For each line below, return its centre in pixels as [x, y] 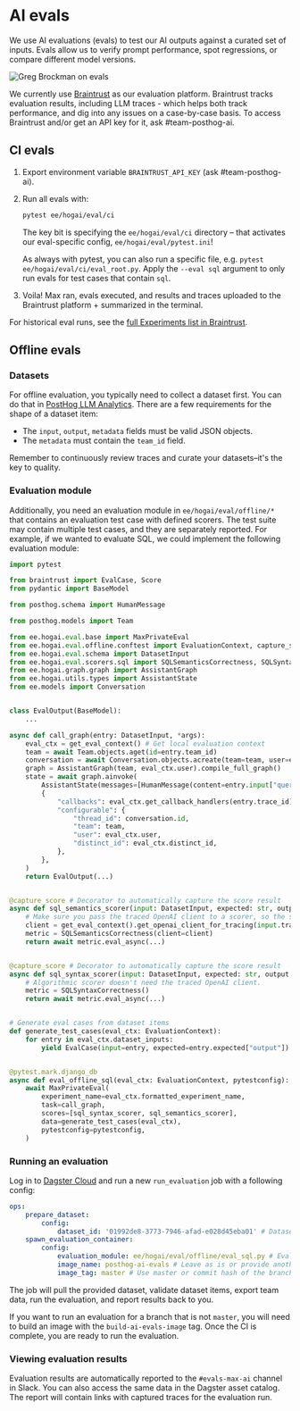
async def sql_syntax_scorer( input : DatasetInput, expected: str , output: [151, 974]
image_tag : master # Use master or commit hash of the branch [175, 1273]
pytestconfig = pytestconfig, [93, 1130]
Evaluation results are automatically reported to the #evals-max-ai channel [146, 1378]
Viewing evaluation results [68, 1358]
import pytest [36, 564]
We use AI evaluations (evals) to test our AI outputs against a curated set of [148, 40]
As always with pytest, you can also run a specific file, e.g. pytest [143, 259]
